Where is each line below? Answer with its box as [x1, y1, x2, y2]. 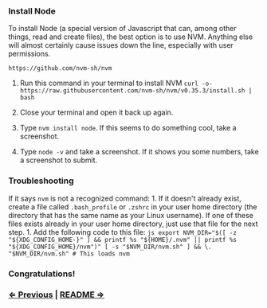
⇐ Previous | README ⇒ [8, 289, 105, 300]
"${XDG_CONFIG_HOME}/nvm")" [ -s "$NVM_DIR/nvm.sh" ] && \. [8, 243, 213, 251]
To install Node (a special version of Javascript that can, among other [8, 24, 237, 33]
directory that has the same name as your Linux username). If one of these [8, 210, 253, 220]
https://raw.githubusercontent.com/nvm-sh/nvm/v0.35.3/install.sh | [19, 87, 253, 95]
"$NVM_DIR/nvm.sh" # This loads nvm [8, 249, 130, 258]
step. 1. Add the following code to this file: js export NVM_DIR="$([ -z [8, 227, 238, 236]
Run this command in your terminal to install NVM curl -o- [19, 78, 213, 88]
